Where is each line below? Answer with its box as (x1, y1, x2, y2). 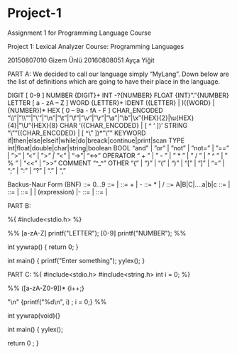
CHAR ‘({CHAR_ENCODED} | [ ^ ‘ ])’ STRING (59, 121, 188, 129)
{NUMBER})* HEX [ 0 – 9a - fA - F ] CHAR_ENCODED (7, 106, 163, 114)
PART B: (7, 201, 31, 210)
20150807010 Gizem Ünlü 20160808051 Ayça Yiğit (7, 55, 155, 65)
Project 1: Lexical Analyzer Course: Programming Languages (7, 42, 184, 50)
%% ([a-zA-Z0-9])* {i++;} (7, 284, 85, 292)
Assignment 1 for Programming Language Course (7, 28, 151, 37)
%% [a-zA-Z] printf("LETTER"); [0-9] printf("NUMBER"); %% (7, 228, 187, 237)
